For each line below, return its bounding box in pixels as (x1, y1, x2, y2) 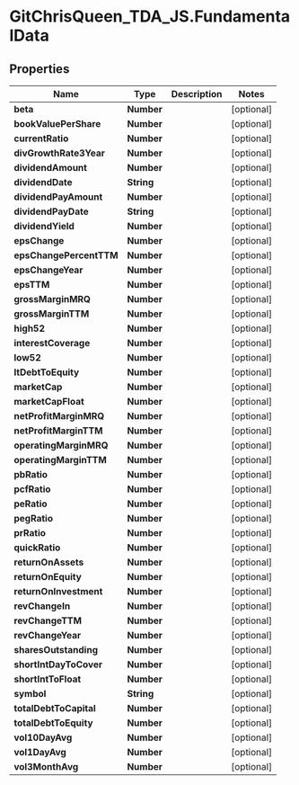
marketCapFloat (13, 396, 85, 407)
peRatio (13, 497, 48, 510)
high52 (13, 322, 46, 335)
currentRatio (13, 132, 69, 145)
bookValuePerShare (13, 118, 101, 129)
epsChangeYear (13, 263, 84, 276)
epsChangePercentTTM (13, 249, 119, 262)
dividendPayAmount (13, 191, 103, 203)
